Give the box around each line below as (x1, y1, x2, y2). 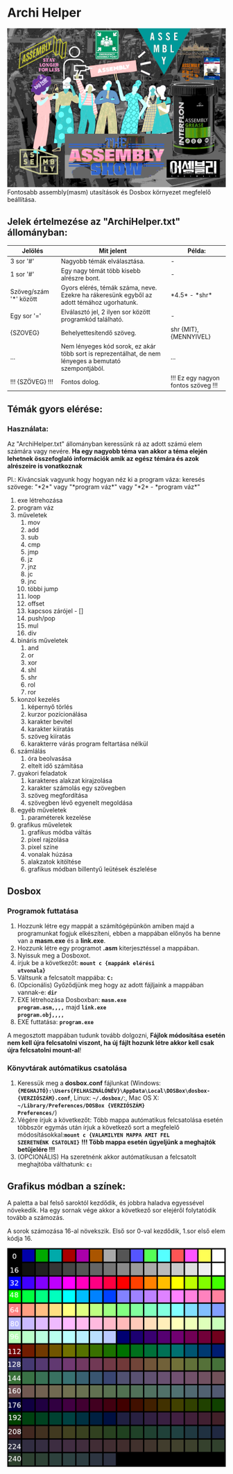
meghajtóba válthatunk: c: (17, 1160, 93, 1169)
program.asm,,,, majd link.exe (17, 1003, 107, 1012)
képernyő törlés (27, 703, 73, 711)
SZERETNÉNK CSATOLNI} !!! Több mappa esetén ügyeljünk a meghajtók (17, 1138, 216, 1146)
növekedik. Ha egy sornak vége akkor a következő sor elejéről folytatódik (7, 1206, 216, 1214)
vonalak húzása (27, 851, 73, 859)
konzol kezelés (17, 696, 60, 704)
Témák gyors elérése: (7, 403, 103, 415)
